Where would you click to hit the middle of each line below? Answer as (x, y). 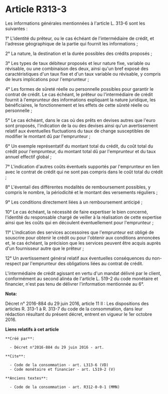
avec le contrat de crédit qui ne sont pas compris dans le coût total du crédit (84, 172)
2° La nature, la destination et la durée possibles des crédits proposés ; (79, 53)
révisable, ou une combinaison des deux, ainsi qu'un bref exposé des (77, 69)
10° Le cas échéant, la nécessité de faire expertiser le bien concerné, (77, 212)
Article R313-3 (36, 9)
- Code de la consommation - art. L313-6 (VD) (59, 365)
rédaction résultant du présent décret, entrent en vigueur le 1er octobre (79, 314)
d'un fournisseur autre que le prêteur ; (45, 248)
